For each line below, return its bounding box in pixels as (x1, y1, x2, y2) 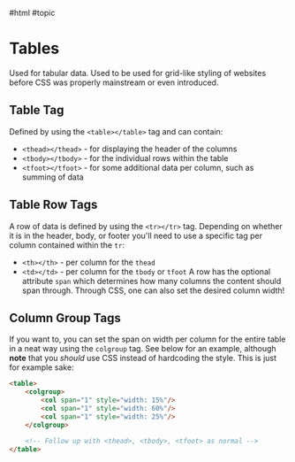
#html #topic (9, 8, 56, 18)
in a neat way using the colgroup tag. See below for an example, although (9, 343, 276, 354)
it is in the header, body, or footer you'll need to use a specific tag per (9, 230, 263, 241)
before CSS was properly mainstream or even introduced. (9, 77, 219, 88)
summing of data (21, 172, 84, 182)
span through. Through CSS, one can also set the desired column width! (21, 285, 285, 296)
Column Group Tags (9, 310, 122, 326)
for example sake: (9, 362, 74, 373)
